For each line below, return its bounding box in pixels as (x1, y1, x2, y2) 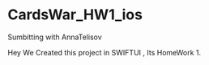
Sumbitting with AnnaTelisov (7, 32, 102, 42)
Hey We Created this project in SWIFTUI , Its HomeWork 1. (7, 47, 202, 57)
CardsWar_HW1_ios (7, 6, 143, 24)
